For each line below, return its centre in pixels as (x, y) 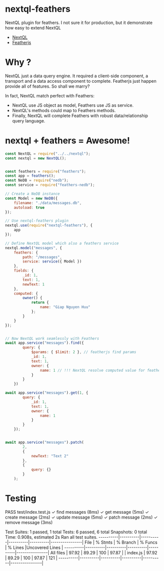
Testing (21, 499)
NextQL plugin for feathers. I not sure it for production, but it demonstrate (79, 23)
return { (40, 303)
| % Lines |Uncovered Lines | (34, 547)
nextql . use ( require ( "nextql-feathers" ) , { (49, 226)
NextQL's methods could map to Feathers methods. (64, 110)
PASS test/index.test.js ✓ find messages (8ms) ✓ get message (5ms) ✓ (77, 512)
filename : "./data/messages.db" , (48, 203)
